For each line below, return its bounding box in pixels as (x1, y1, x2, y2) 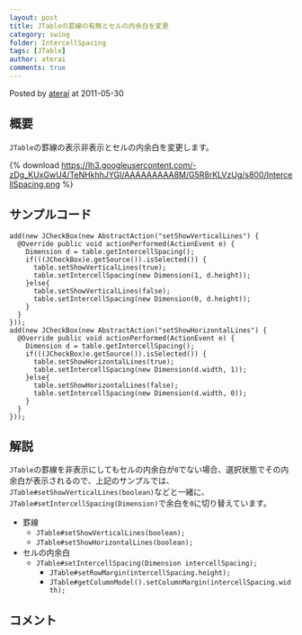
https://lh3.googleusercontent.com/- (61, 159, 197, 171)
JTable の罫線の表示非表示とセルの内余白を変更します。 (9, 141, 214, 153)
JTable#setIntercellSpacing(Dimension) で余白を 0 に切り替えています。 (9, 498, 271, 508)
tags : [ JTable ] (9, 47, 67, 56)
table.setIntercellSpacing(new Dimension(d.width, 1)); (32, 365, 247, 374)
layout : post (9, 13, 58, 22)
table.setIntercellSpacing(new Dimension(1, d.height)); (32, 270, 252, 279)
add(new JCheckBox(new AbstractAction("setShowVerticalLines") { (9, 231, 259, 241)
